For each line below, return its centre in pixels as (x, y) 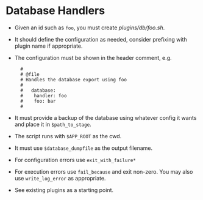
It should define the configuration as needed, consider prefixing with (101, 39)
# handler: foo (44, 95)
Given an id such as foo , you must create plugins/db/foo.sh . (90, 28)
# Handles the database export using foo (74, 80)
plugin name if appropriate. (48, 46)
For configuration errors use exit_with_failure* (75, 160)
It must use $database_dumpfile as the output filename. (84, 148)
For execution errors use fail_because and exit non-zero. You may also (104, 171)
